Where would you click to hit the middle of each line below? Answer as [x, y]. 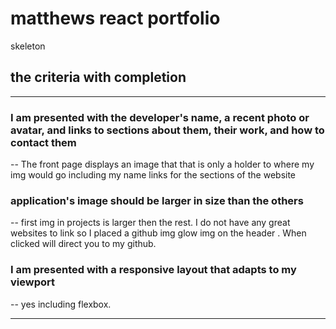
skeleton [28, 46]
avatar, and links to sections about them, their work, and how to [167, 130]
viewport [32, 282]
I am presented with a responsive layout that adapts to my [153, 270]
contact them [43, 142]
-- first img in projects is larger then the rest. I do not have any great [150, 223]
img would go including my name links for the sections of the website [153, 175]
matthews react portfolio [115, 18]
